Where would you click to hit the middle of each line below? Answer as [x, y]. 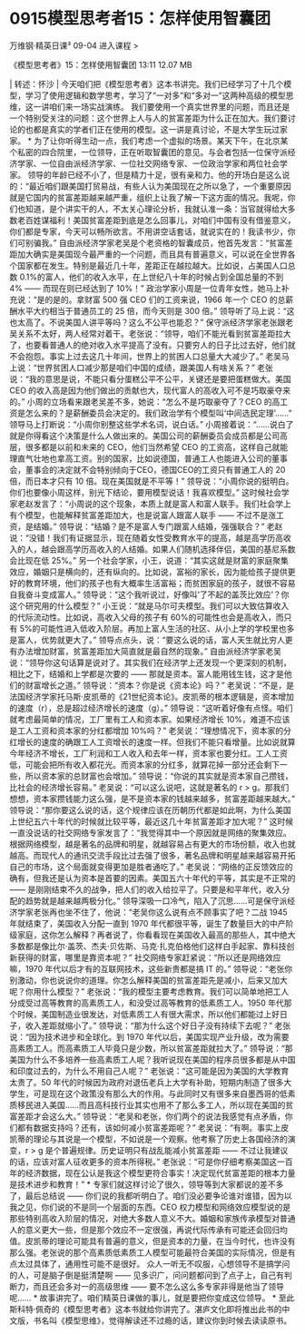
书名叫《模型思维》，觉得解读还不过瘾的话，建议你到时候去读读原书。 [162, 1320]
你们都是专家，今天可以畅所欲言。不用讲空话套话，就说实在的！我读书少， [148, 231]
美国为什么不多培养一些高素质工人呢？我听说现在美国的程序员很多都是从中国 [152, 1059]
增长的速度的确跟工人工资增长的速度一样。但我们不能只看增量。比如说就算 [156, 741]
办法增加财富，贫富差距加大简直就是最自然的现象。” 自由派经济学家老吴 [149, 651]
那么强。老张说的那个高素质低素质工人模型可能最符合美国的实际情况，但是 [148, 1252]
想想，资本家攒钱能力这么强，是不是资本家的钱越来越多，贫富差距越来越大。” [152, 799]
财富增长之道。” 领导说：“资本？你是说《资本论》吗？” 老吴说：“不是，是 [160, 685]
